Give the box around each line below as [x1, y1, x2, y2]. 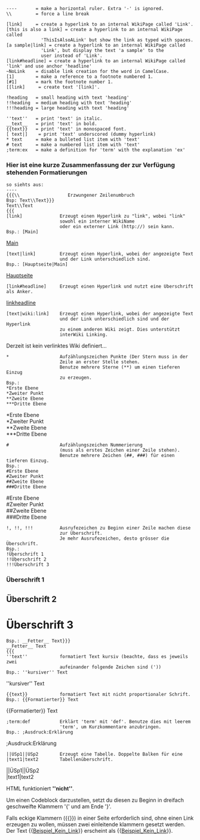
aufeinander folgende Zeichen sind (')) [59, 664, 162, 670]
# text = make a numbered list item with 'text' [6, 142, 140, 148]
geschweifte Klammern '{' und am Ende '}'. [6, 802, 112, 810]
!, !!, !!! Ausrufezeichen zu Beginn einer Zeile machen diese [6, 525, 191, 531]
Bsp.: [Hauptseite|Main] [6, 261, 68, 267]
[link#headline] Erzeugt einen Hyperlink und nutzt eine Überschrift [6, 284, 194, 290]
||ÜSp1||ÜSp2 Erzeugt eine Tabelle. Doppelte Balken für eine [6, 751, 183, 757]
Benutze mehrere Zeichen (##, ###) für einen [59, 452, 175, 459]
